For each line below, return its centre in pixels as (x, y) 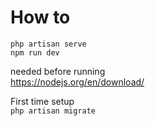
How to (40, 17)
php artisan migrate (53, 111)
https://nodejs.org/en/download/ (77, 82)
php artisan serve (48, 44)
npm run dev (35, 52)
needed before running (58, 71)
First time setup (42, 101)
